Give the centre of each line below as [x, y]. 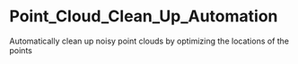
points [21, 50]
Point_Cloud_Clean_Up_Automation [144, 16]
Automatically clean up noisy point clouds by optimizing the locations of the [149, 41]
